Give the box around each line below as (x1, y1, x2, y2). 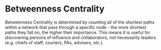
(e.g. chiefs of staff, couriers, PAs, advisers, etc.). (5, 39, 104, 45)
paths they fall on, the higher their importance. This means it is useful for (5, 29, 150, 35)
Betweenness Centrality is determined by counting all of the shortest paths (5, 19, 155, 25)
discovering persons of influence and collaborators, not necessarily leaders (5, 35, 156, 40)
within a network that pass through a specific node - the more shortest (5, 24, 146, 30)
